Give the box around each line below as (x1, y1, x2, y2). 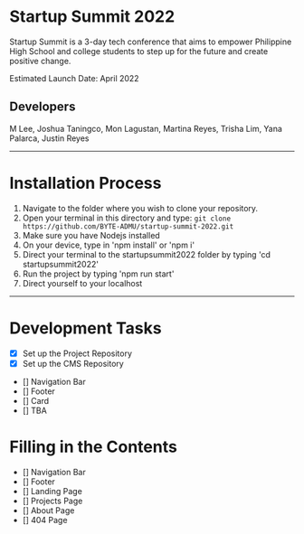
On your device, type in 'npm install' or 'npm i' (22, 239, 195, 250)
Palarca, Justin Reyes (9, 133, 90, 144)
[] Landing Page (22, 485, 83, 496)
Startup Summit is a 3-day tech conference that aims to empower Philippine (9, 36, 292, 47)
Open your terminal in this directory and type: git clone (22, 212, 232, 223)
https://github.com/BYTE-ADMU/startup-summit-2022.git (22, 221, 234, 231)
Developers (9, 99, 76, 115)
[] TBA (22, 405, 47, 416)
